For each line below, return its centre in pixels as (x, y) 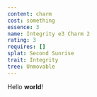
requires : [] (27, 47)
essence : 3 (23, 27)
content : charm (30, 14)
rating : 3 (22, 40)
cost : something (31, 21)
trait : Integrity (33, 60)
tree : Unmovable (31, 67)
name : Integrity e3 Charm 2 (49, 34)
